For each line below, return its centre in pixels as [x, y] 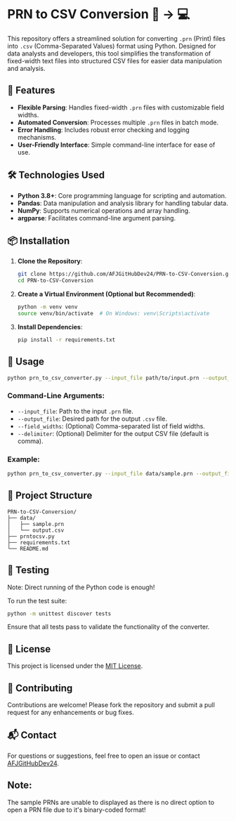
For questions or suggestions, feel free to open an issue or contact [104, 756]
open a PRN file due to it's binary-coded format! [77, 810]
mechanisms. [37, 137]
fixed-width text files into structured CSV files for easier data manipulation [115, 60]
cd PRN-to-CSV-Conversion [55, 281]
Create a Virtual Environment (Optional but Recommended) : [106, 294]
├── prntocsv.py [31, 536]
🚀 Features [31, 90]
